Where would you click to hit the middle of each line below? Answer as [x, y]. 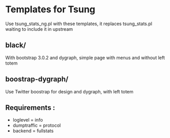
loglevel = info [28, 120]
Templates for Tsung [50, 9]
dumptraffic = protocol [37, 125]
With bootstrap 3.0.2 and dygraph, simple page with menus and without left [85, 57]
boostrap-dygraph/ [37, 79]
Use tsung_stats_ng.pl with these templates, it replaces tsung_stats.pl [79, 24]
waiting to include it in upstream [39, 29]
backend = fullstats [33, 131]
